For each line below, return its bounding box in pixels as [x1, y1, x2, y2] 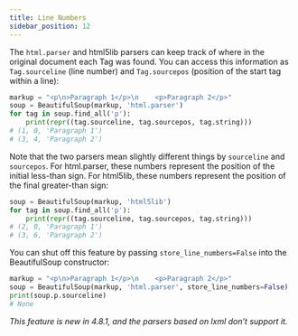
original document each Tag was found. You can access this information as [9, 56, 289, 67]
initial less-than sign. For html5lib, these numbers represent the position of [9, 170, 286, 181]
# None [9, 299, 34, 308]
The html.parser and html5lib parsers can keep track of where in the [9, 46, 265, 57]
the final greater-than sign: [9, 180, 109, 191]
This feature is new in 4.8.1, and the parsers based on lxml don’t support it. [9, 315, 288, 326]
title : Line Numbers [9, 13, 88, 23]
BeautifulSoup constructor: [9, 257, 110, 267]
